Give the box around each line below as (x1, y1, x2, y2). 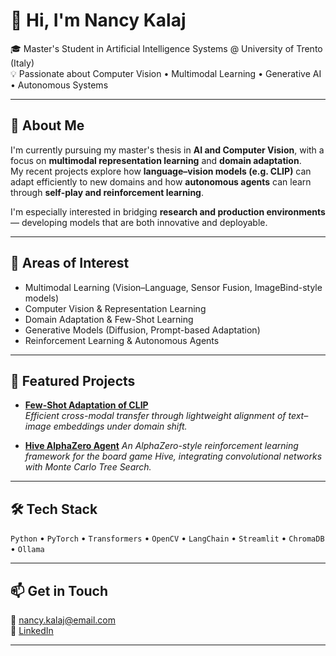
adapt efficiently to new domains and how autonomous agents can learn (10, 175, 312, 188)
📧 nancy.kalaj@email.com (10, 614, 117, 626)
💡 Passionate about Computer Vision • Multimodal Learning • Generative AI (10, 67, 322, 79)
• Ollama (10, 543, 45, 555)
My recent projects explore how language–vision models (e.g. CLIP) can (10, 165, 312, 177)
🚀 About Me (10, 117, 85, 134)
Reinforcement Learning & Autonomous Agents (24, 334, 220, 346)
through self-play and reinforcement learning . (10, 186, 205, 198)
